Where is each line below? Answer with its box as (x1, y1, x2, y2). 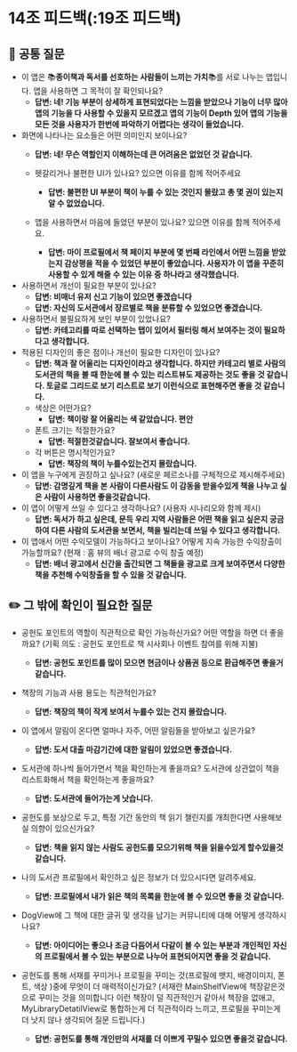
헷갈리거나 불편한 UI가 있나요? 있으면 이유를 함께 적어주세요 (34, 168, 242, 178)
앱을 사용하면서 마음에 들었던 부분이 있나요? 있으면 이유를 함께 (34, 217, 251, 227)
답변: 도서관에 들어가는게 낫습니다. (34, 793, 154, 804)
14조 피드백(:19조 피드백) (8, 8, 182, 28)
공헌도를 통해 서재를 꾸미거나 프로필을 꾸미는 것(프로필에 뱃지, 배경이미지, (20, 969, 277, 980)
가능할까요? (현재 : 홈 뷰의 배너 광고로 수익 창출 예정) (20, 547, 205, 557)
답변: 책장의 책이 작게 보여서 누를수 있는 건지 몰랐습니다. (34, 706, 228, 716)
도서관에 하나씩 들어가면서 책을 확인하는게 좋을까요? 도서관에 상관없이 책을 (20, 763, 280, 773)
